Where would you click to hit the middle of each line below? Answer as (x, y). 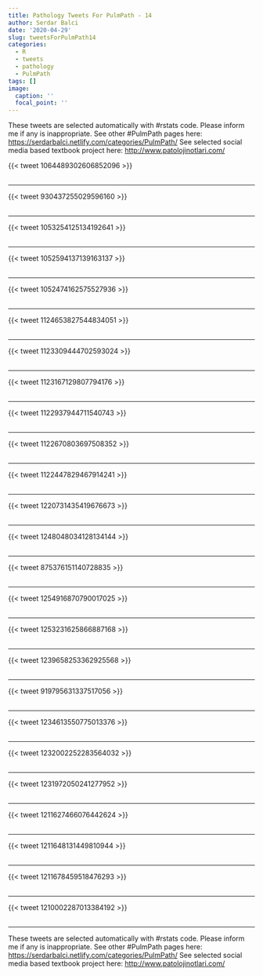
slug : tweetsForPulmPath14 (52, 37)
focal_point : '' (41, 103)
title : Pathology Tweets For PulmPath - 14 (80, 15)
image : (19, 88)
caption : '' (35, 96)
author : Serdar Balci (43, 23)
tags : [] (22, 81)
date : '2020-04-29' (40, 30)
